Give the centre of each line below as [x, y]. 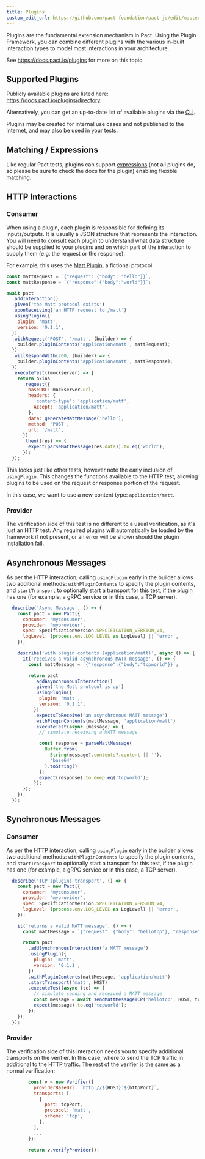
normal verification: [31, 1070]
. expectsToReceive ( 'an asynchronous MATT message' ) [100, 715]
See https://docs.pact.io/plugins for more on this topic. [75, 60]
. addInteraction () [35, 299]
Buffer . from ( [61, 749]
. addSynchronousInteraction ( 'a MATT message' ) [88, 949]
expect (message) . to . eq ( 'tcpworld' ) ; [80, 1005]
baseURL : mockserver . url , [61, 390]
